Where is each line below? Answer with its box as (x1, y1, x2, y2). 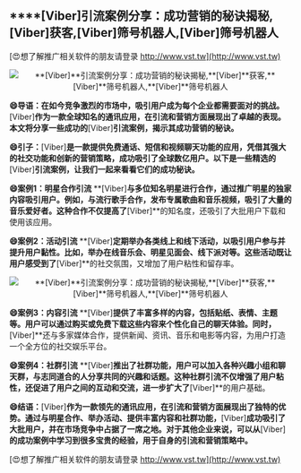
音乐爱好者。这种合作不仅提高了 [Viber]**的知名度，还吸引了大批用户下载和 (9, 205, 287, 216)
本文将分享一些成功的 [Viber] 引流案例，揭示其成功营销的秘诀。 (9, 122, 239, 133)
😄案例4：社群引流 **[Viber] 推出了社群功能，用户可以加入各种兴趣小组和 (9, 359, 279, 370)
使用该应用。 (9, 216, 56, 227)
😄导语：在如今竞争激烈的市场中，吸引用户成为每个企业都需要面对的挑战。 (9, 99, 285, 110)
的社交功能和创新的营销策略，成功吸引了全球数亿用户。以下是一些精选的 (9, 152, 276, 163)
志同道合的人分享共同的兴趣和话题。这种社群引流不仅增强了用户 (39, 371, 276, 382)
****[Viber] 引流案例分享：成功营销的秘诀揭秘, (9, 8, 274, 24)
